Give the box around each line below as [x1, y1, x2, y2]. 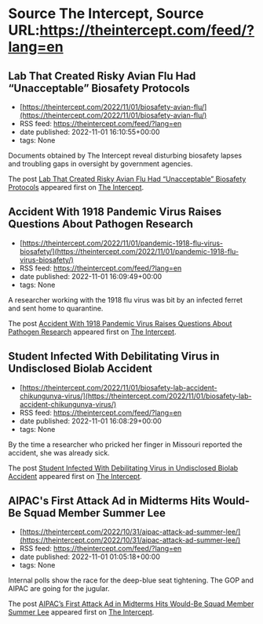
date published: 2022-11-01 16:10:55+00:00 [19, 127, 160, 136]
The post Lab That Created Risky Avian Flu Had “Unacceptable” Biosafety [8, 174, 247, 183]
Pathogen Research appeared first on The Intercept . [8, 327, 177, 336]
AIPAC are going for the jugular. [8, 584, 110, 593]
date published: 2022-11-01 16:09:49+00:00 [19, 271, 163, 281]
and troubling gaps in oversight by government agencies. [8, 159, 193, 169]
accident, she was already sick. [8, 448, 110, 457]
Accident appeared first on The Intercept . [8, 471, 143, 481]
